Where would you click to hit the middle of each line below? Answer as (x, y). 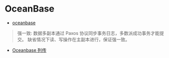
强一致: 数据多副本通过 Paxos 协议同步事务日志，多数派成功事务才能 (88, 33)
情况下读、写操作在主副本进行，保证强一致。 (83, 39)
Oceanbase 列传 (29, 50)
